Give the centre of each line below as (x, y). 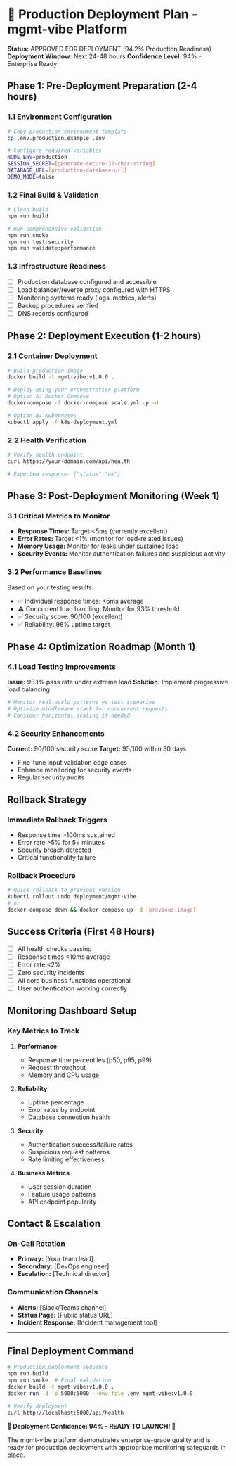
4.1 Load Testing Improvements (61, 666)
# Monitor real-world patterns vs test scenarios (81, 703)
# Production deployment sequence (58, 1368)
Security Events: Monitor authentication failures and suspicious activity (122, 554)
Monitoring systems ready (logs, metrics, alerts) (87, 298)
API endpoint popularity (62, 1202)
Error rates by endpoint (61, 1109)
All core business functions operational (74, 980)
